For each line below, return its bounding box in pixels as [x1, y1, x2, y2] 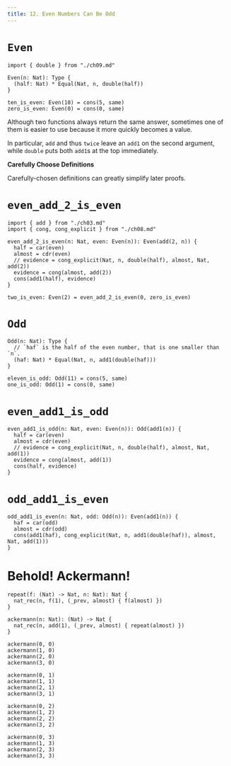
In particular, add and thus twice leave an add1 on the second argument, [7, 139, 215, 147]
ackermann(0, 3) [7, 734, 55, 741]
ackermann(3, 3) [7, 753, 55, 760]
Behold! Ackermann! [7, 568, 131, 584]
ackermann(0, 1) [7, 672, 55, 679]
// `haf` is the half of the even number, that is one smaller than [13, 344, 220, 351]
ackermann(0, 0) [7, 641, 55, 648]
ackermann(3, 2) [7, 721, 55, 728]
